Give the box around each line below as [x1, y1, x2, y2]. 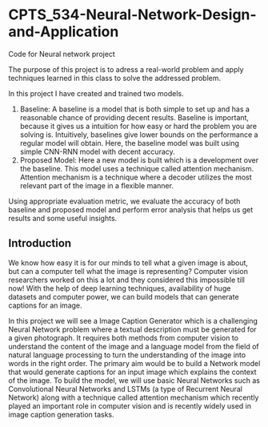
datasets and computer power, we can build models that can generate [8, 292, 239, 301]
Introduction [8, 236, 72, 250]
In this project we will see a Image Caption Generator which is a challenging [8, 316, 258, 325]
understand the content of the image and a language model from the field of [8, 341, 260, 351]
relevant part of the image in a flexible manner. [19, 180, 174, 190]
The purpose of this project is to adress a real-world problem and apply [8, 64, 244, 74]
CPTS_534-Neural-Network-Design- [8, 6, 258, 24]
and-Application [8, 22, 119, 41]
